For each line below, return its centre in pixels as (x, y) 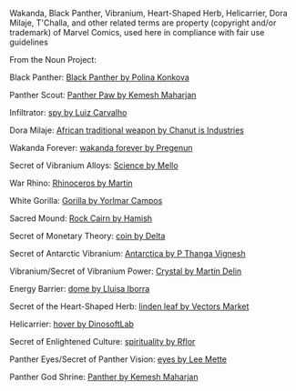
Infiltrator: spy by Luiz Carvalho (68, 112)
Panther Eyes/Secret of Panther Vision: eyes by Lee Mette (118, 359)
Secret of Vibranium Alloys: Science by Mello (94, 165)
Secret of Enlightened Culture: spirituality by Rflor (102, 341)
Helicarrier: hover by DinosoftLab (72, 324)
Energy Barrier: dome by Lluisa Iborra (80, 289)
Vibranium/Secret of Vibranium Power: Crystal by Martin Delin (126, 271)
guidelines (29, 42)
